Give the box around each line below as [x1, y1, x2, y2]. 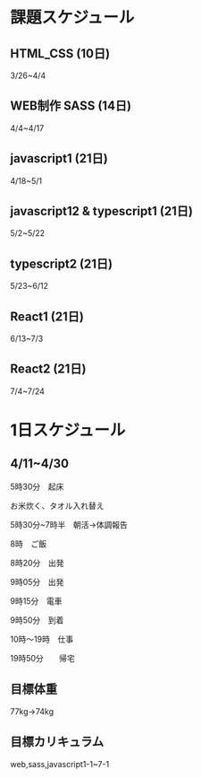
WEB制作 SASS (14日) [10, 99, 132, 114]
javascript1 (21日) [10, 151, 108, 166]
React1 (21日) [10, 309, 84, 324]
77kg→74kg [10, 705, 54, 717]
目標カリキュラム [10, 734, 105, 749]
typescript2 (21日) [10, 256, 113, 271]
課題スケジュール [10, 7, 135, 28]
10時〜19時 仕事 [10, 634, 74, 644]
